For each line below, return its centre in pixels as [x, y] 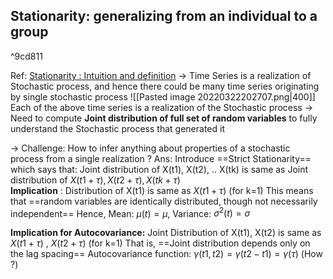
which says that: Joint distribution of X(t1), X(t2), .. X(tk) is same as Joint [159, 169]
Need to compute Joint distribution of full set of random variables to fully [164, 118]
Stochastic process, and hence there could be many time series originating [165, 86]
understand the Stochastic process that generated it [117, 128]
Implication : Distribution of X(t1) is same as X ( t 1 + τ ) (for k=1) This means [162, 190]
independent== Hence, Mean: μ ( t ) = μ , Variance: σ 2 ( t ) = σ [130, 212]
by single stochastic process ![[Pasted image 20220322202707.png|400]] [163, 96]
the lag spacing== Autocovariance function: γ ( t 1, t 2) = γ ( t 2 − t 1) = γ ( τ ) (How [166, 254]
